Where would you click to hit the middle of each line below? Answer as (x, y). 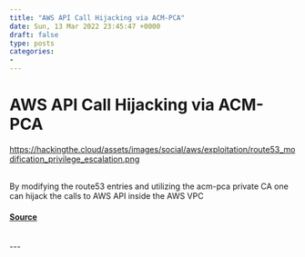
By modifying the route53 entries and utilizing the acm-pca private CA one (149, 186)
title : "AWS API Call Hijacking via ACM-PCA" (97, 18)
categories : (32, 52)
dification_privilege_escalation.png (75, 159)
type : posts (32, 43)
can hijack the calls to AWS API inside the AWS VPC (107, 195)
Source (24, 217)
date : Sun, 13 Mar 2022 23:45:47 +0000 (85, 26)
